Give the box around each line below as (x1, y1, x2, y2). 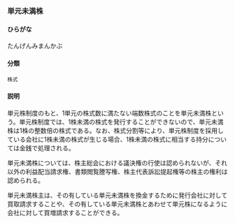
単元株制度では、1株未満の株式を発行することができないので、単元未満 (19, 117, 224, 126)
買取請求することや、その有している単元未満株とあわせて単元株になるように (7, 199, 228, 208)
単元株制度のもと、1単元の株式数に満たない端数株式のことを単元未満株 (7, 108, 212, 117)
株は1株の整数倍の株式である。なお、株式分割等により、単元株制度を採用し (7, 126, 224, 134)
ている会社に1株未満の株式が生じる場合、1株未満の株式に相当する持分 (7, 135, 208, 143)
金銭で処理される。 (19, 143, 75, 152)
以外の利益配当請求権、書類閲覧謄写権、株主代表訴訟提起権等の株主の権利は (7, 167, 228, 175)
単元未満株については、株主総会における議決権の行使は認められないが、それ (7, 159, 228, 167)
